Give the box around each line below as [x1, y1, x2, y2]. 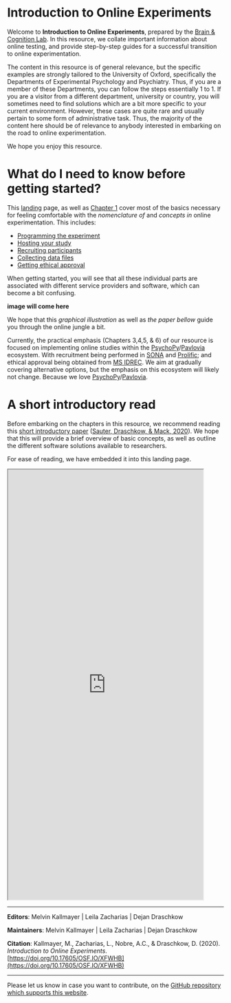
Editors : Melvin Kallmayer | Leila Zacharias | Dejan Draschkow [7, 912, 184, 920]
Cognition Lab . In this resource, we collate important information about [7, 34, 208, 43]
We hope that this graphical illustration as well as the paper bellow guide [7, 315, 213, 324]
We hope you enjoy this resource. [7, 142, 102, 150]
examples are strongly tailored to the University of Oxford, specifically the [7, 70, 217, 78]
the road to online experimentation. [7, 129, 107, 137]
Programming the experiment [16, 231, 100, 240]
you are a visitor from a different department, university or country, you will [7, 92, 220, 101]
